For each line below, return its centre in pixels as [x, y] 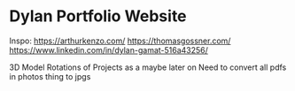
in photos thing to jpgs [50, 76]
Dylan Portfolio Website [98, 16]
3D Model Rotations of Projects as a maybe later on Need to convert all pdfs [148, 67]
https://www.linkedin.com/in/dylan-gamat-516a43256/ [109, 49]
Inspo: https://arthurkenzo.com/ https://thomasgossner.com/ [120, 41]
